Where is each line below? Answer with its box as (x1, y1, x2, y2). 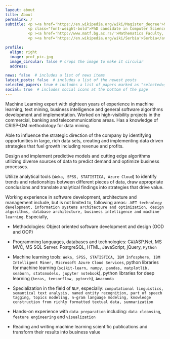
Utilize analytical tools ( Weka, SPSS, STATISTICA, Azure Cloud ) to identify (5, 173, 157, 179)
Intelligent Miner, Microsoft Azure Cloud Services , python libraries (12, 259, 159, 265)
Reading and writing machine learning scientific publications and (12, 323, 148, 329)
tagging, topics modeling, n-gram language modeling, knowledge (12, 295, 151, 300)
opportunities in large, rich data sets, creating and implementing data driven (5, 137, 163, 143)
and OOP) (12, 229, 33, 235)
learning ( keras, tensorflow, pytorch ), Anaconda (12, 275, 114, 281)
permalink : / (5, 17, 33, 22)
